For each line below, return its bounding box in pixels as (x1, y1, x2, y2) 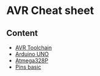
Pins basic (15, 63, 41, 71)
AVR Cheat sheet (6, 4, 95, 18)
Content (6, 28, 38, 38)
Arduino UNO (15, 50, 49, 58)
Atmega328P (15, 57, 49, 64)
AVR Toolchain (15, 44, 52, 51)
